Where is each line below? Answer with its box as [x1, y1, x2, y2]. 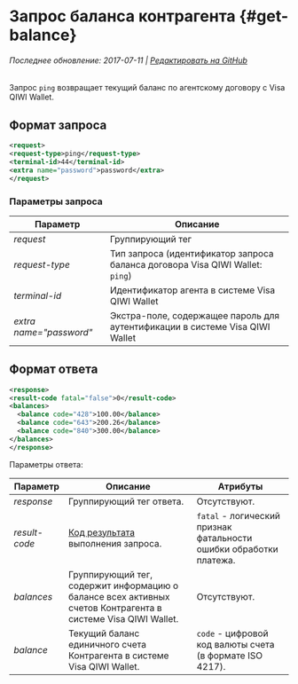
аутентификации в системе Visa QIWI [109, 320, 271, 333]
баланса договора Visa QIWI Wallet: [109, 258, 263, 271]
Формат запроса [9, 117, 107, 132]
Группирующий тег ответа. [67, 495, 184, 507]
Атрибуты [217, 480, 263, 492]
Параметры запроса [9, 195, 104, 208]
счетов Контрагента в [67, 601, 162, 614]
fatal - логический [196, 509, 281, 522]
